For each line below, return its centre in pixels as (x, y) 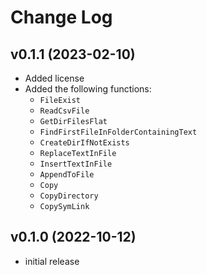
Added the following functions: (88, 89)
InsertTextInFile (76, 164)
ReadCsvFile (64, 111)
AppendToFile (67, 175)
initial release (52, 261)
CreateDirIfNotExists (84, 143)
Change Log (61, 17)
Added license (54, 78)
